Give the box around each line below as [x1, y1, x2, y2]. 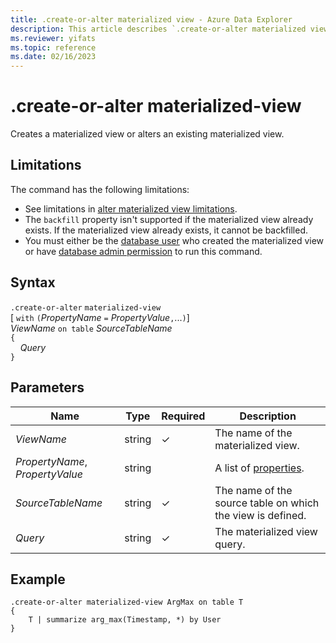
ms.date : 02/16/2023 [10, 52, 97, 62]
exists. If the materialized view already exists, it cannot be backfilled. [24, 224, 309, 236]
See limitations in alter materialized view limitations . [24, 202, 238, 215]
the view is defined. [214, 508, 307, 522]
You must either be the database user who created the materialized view [24, 234, 325, 246]
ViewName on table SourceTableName [10, 322, 173, 334]
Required [161, 409, 206, 423]
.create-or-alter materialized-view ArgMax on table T [10, 597, 244, 608]
